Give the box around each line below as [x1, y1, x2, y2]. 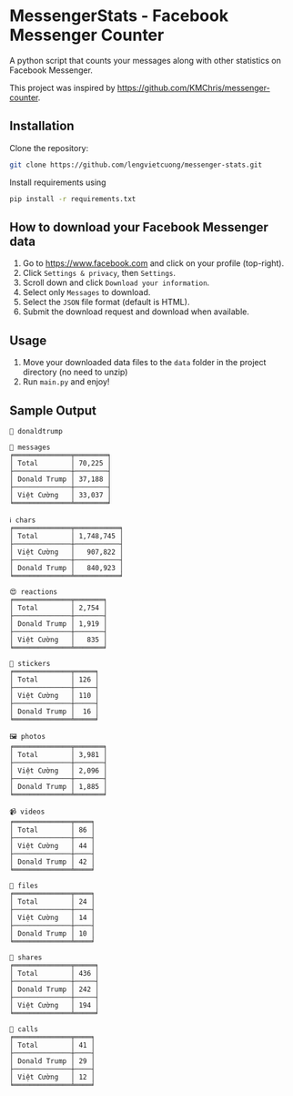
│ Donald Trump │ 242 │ [9, 985, 100, 994]
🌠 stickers [9, 659, 51, 668]
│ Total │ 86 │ [9, 825, 96, 835]
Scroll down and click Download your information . [22, 277, 210, 288]
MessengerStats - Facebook [9, 5, 229, 26]
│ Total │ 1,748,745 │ [9, 531, 125, 540]
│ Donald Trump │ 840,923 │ [9, 563, 125, 572]
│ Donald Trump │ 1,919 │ [9, 619, 107, 629]
